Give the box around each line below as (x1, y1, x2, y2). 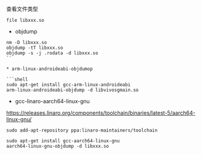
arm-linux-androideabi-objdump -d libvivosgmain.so (6, 87, 139, 93)
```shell (6, 77, 28, 83)
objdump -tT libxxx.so (6, 45, 63, 51)
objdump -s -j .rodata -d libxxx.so (6, 50, 98, 56)
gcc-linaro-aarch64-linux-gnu (14, 98, 90, 104)
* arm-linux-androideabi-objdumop (6, 66, 93, 72)
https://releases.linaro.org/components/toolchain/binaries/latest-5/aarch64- (6, 109, 196, 116)
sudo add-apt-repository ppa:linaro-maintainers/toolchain (6, 127, 158, 133)
